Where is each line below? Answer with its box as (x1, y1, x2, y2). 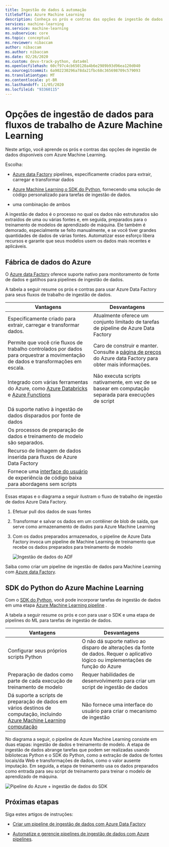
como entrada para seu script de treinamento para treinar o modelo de (5, 768, 151, 775)
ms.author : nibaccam (5, 49, 49, 54)
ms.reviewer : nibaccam (5, 40, 53, 45)
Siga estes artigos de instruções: (5, 811, 73, 817)
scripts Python (8, 653, 42, 660)
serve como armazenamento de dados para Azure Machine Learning (12, 524, 155, 530)
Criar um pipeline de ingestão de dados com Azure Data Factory (12, 821, 146, 827)
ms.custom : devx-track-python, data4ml (5, 59, 89, 64)
